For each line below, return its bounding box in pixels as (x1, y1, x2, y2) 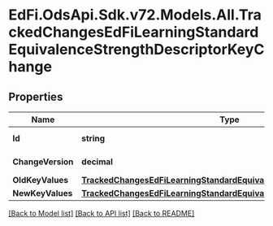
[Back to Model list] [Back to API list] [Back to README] (8, 209, 195, 218)
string (80, 133, 106, 144)
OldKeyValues (12, 175, 69, 185)
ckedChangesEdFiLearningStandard (8, 23, 259, 41)
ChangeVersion (12, 156, 74, 167)
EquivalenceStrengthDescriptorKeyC (8, 41, 265, 59)
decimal (80, 156, 114, 167)
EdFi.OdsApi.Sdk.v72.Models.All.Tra (8, 6, 262, 24)
